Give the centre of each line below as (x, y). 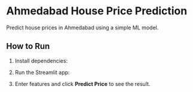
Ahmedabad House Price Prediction (97, 11)
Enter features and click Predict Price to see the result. (82, 84)
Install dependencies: (41, 60)
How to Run (28, 46)
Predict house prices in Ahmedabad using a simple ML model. (82, 27)
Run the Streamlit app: (42, 72)
